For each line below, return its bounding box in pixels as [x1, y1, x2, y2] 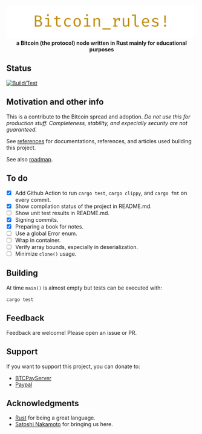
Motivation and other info [6, 97, 104, 107]
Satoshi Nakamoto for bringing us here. [15, 421, 113, 428]
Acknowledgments [6, 398, 80, 409]
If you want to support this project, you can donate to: [6, 363, 140, 370]
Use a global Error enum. [15, 230, 77, 237]
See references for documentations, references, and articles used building [6, 137, 192, 144]
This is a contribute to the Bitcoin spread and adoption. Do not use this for [6, 113, 191, 120]
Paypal [15, 381, 33, 388]
